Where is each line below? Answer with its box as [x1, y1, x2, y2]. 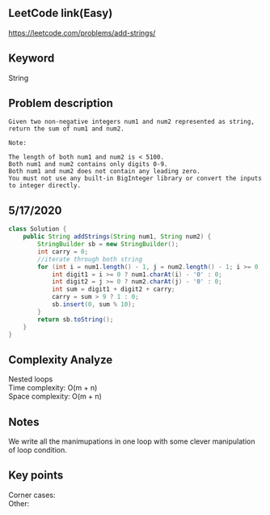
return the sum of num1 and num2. [8, 125, 125, 133]
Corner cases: [8, 490, 56, 500]
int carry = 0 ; [37, 247, 89, 256]
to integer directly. [8, 181, 82, 189]
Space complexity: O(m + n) [8, 392, 103, 402]
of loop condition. [8, 445, 67, 454]
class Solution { [8, 225, 67, 233]
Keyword [8, 52, 55, 66]
